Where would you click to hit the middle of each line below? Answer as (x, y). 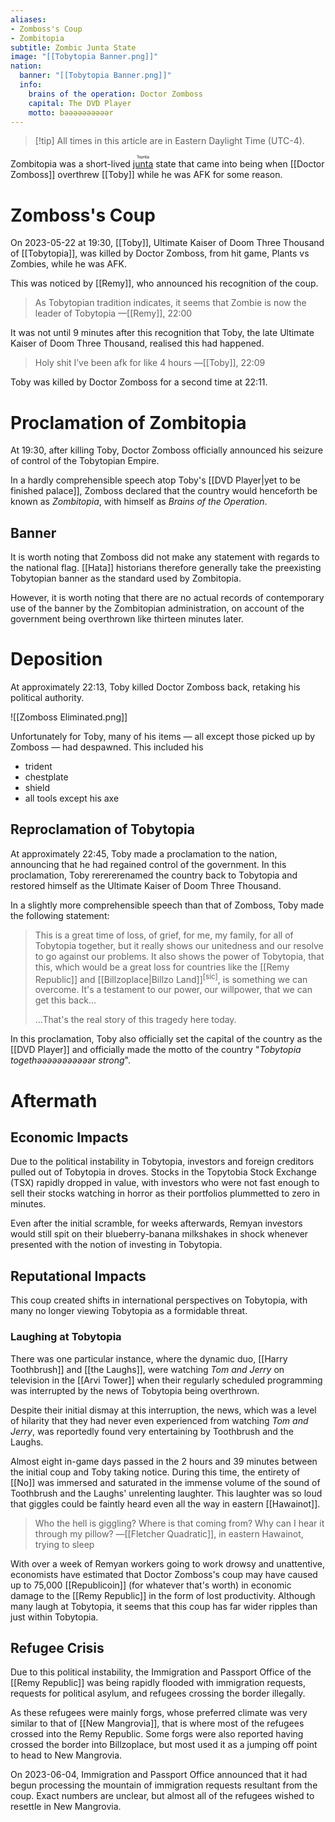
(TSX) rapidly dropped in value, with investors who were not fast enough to (165, 1183)
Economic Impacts (69, 1137)
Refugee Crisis (57, 1647)
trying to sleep (64, 1544)
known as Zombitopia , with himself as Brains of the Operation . (139, 502)
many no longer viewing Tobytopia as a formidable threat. (129, 1311)
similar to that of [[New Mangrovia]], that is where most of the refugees (157, 1723)
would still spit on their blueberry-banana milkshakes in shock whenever (159, 1234)
